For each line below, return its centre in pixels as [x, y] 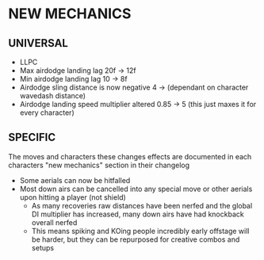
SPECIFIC [32, 138]
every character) [47, 113]
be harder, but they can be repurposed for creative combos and [136, 239]
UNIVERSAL [38, 43]
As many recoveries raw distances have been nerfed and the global [142, 205]
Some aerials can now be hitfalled [75, 180]
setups [42, 247]
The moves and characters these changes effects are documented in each [130, 156]
